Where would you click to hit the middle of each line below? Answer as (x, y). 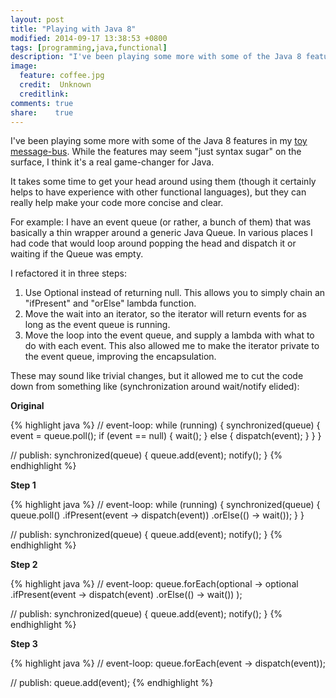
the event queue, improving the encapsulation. (120, 357)
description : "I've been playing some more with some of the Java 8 (156, 57)
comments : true (42, 103)
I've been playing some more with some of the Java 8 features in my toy (159, 141)
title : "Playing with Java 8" (73, 29)
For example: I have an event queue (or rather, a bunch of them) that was (161, 222)
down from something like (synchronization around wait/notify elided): (155, 387)
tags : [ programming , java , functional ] (89, 47)
